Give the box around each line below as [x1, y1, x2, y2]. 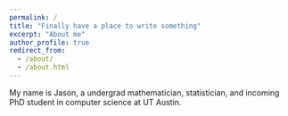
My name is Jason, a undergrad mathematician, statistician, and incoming [9, 87, 280, 98]
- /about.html [17, 63, 70, 72]
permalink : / [9, 12, 58, 22]
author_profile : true [9, 37, 90, 47]
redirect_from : [9, 46, 66, 55]
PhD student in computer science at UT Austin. [9, 96, 182, 107]
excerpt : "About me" [9, 29, 86, 38]
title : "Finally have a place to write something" [9, 21, 202, 30]
